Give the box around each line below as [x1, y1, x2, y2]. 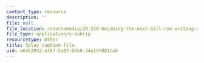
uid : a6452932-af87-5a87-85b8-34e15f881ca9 [6, 48, 118, 54]
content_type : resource [6, 8, 67, 15]
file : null [6, 20, 34, 26]
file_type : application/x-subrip [6, 31, 91, 37]
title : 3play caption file [6, 43, 75, 49]
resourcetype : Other [6, 37, 59, 43]
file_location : [6, 25, 45, 32]
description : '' [6, 14, 47, 20]
